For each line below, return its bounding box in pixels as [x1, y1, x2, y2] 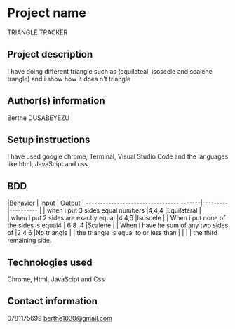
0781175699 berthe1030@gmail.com [7, 314, 112, 322]
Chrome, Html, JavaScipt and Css [7, 275, 105, 283]
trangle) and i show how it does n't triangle [7, 74, 131, 83]
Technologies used [7, 256, 93, 268]
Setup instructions [7, 133, 90, 145]
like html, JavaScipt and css [7, 160, 88, 168]
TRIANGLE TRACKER [7, 28, 68, 36]
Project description [7, 48, 93, 60]
